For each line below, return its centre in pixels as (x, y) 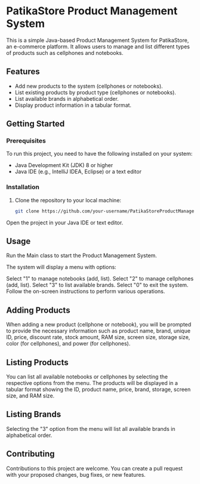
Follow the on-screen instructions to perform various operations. (86, 291)
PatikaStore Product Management (92, 11)
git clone (27, 211)
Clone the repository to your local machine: (68, 200)
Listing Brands (34, 414)
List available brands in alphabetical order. (67, 98)
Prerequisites (26, 141)
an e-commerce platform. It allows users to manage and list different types (98, 47)
